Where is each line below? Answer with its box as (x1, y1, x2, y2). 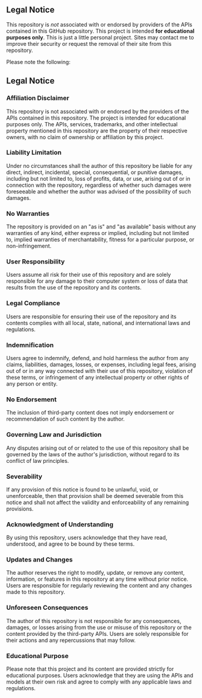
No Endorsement (6, 395, 57, 404)
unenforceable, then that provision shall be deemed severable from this (6, 492, 184, 499)
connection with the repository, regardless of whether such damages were (6, 181, 192, 189)
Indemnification (6, 341, 54, 349)
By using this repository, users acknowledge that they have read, (6, 534, 168, 541)
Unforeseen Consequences (6, 604, 89, 612)
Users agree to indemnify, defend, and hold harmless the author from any (6, 354, 189, 361)
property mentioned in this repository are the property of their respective (6, 127, 188, 134)
